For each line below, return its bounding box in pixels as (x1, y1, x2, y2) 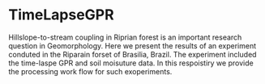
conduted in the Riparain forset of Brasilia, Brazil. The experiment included (8, 49, 257, 59)
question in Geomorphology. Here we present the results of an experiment (8, 40, 257, 50)
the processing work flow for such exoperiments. (8, 66, 173, 76)
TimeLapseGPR (8, 6, 115, 24)
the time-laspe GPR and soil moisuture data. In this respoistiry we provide (8, 58, 254, 68)
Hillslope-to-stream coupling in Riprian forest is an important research (8, 32, 242, 42)
